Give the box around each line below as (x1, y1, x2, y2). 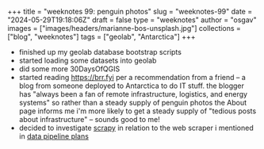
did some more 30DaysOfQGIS (18, 64, 121, 74)
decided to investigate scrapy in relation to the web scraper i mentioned (18, 123, 254, 132)
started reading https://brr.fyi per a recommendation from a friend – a (18, 73, 247, 82)
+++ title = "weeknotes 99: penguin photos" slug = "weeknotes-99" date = (7, 7, 253, 16)
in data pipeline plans (18, 132, 89, 141)
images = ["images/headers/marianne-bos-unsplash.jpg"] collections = (7, 24, 241, 32)
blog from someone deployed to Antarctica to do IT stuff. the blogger (18, 81, 245, 90)
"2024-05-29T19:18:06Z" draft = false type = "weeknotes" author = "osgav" (7, 15, 257, 25)
